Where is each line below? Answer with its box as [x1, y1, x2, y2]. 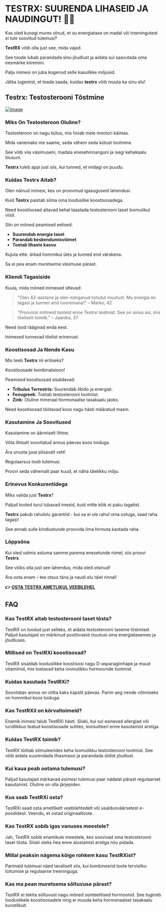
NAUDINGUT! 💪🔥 [5, 13, 75, 25]
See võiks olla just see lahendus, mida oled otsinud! [5, 565, 111, 570]
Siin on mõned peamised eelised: [5, 222, 73, 228]
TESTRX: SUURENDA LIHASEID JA [5, 3, 149, 14]
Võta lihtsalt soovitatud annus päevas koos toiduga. [5, 440, 111, 446]
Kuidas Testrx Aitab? [5, 176, 57, 183]
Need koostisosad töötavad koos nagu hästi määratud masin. [5, 406, 130, 412]
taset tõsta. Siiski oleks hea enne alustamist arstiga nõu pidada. [5, 839, 135, 845]
